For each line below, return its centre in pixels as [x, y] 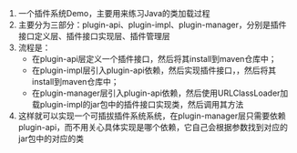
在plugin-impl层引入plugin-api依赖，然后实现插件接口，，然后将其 [154, 70]
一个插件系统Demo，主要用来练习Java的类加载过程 [114, 13]
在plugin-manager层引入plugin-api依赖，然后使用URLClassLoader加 [160, 93]
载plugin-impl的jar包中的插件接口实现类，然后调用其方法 [138, 104]
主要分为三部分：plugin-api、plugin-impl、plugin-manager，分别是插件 [152, 25]
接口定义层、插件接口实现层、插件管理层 [94, 36]
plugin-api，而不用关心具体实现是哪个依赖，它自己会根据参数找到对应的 [153, 127]
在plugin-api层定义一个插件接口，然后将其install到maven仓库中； [154, 59]
